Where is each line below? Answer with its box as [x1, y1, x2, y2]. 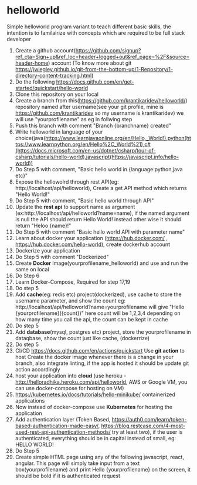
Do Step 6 [15, 272, 40, 279]
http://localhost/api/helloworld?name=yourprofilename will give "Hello [15, 303, 185, 310]
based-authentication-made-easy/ [15, 422, 98, 429]
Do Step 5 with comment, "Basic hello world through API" [15, 197, 154, 204]
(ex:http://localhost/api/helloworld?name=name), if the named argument [15, 210, 190, 217]
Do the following [15, 78, 55, 85]
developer [6, 35, 32, 42]
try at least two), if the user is [111, 428, 183, 436]
